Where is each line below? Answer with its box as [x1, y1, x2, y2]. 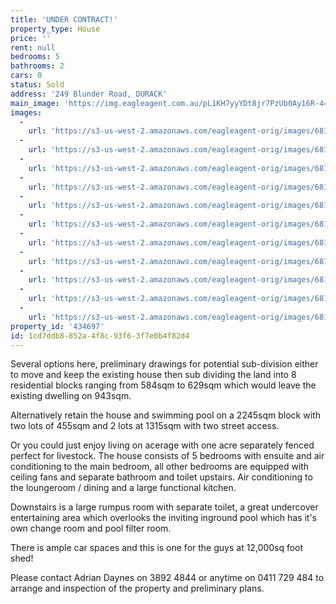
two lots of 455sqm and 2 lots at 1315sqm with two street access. [10, 420, 280, 432]
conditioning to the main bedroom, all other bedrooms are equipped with [10, 461, 310, 473]
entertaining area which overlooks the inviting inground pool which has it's [10, 512, 318, 524]
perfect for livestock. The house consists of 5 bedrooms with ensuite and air [10, 450, 325, 462]
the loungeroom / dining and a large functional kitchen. [10, 482, 237, 494]
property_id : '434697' [10, 321, 105, 331]
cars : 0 [10, 71, 43, 81]
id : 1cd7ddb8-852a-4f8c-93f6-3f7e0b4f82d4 [10, 331, 190, 341]
